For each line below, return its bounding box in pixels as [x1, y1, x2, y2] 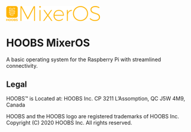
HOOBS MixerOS [6, 36, 90, 49]
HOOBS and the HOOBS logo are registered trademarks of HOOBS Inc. [6, 113, 180, 120]
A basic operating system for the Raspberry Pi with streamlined [6, 56, 162, 63]
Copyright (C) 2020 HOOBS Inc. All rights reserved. [6, 119, 133, 127]
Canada [6, 101, 26, 109]
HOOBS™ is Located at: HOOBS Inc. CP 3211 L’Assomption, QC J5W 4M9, [6, 95, 186, 102]
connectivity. [6, 62, 38, 69]
